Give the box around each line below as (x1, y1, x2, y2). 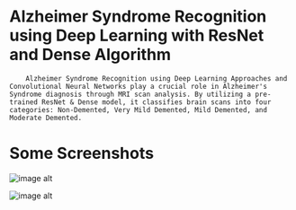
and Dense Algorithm (9, 45, 172, 65)
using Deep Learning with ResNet (9, 25, 265, 46)
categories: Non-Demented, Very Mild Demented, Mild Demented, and (9, 105, 268, 114)
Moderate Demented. (9, 113, 83, 122)
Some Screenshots (9, 144, 155, 163)
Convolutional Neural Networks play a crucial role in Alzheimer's (9, 82, 268, 91)
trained (9, 97, 39, 107)
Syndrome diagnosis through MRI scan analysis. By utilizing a (9, 90, 252, 99)
